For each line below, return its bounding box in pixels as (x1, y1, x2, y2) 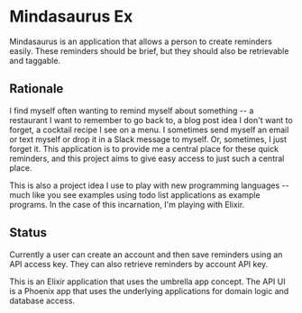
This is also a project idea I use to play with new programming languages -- (9, 180, 290, 191)
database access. (9, 295, 75, 306)
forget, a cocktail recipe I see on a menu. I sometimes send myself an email (9, 124, 289, 135)
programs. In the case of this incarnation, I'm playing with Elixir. (9, 199, 245, 210)
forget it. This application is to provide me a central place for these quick (9, 143, 279, 154)
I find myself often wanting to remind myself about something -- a (9, 105, 254, 116)
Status (9, 225, 48, 240)
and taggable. (9, 55, 61, 66)
